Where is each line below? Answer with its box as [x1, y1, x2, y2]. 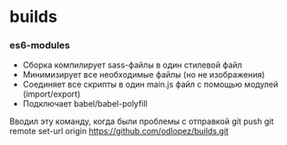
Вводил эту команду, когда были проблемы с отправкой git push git [9, 116, 274, 127]
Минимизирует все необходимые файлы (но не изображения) [22, 69, 266, 80]
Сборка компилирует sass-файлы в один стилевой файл [22, 59, 243, 70]
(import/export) [22, 88, 81, 99]
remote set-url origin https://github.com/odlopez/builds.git [9, 126, 230, 137]
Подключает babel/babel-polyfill [22, 98, 148, 109]
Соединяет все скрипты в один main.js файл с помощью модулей [22, 79, 279, 90]
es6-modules [9, 39, 70, 52]
